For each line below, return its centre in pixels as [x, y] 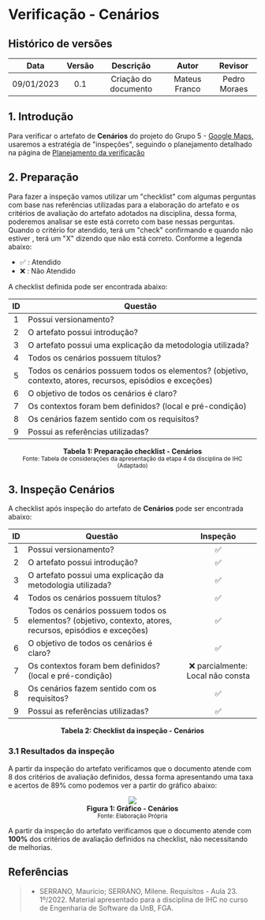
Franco [188, 89]
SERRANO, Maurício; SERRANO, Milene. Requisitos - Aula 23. [138, 891]
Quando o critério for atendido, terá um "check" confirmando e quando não [131, 229]
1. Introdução [41, 117]
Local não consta [218, 676]
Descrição [131, 66]
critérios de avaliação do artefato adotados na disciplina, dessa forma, [123, 213]
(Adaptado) [132, 466]
